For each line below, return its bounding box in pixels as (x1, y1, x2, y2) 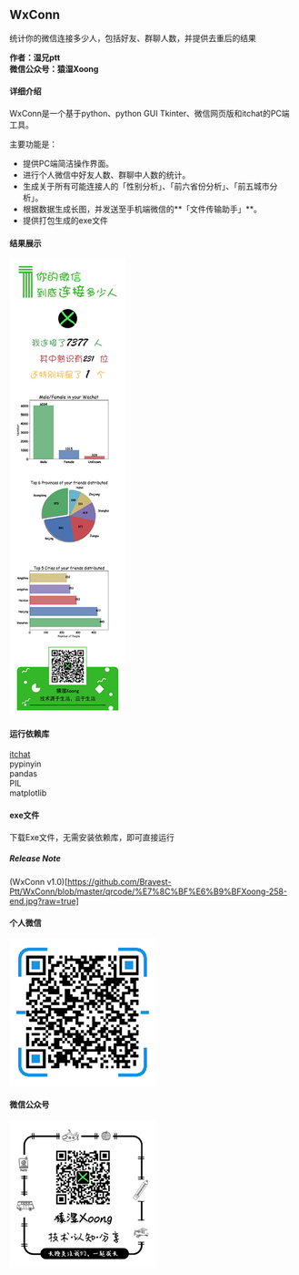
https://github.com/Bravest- (66, 876, 172, 887)
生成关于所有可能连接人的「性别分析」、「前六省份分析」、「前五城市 (22, 181, 270, 192)
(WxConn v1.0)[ (9, 876, 68, 887)
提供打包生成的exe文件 (22, 215, 109, 226)
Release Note (9, 853, 62, 864)
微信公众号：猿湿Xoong (9, 63, 99, 74)
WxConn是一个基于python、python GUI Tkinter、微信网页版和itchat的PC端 (9, 108, 290, 119)
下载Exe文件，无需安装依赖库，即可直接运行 (9, 831, 174, 842)
